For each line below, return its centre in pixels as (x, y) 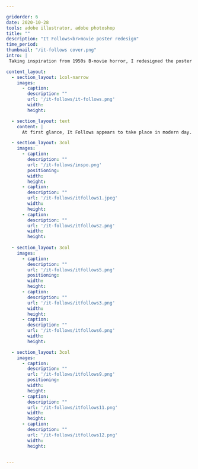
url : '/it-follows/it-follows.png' (71, 99)
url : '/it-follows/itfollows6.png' (71, 331)
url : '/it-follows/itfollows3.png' (71, 303)
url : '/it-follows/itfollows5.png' (71, 270)
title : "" (18, 33)
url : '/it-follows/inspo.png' (65, 165)
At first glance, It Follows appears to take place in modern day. (107, 132)
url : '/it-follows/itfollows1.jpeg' (73, 198)
